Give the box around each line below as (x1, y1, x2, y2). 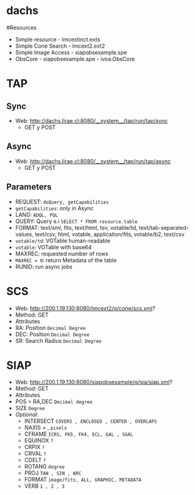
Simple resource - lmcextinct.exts (15, 35, 101, 43)
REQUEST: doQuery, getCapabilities (15, 198, 109, 205)
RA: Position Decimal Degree (15, 324, 86, 331)
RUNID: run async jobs (15, 263, 73, 270)
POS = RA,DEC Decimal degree (15, 398, 93, 405)
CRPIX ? (24, 444, 45, 451)
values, (15, 230, 34, 238)
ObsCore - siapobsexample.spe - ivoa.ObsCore (15, 55, 135, 62)
